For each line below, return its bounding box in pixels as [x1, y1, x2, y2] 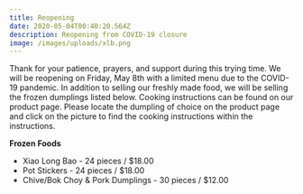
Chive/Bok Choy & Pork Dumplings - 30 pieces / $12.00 [22, 175, 229, 186]
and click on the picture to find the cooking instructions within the [9, 111, 253, 122]
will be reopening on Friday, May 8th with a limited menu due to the [9, 73, 259, 84]
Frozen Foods [9, 138, 61, 149]
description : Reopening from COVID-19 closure [9, 30, 188, 39]
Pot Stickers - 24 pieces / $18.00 [22, 165, 145, 176]
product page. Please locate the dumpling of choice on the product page [9, 101, 280, 113]
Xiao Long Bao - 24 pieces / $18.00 [22, 155, 155, 167]
